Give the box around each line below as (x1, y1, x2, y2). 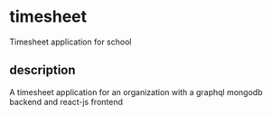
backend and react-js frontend (9, 96, 124, 107)
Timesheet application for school (9, 36, 132, 47)
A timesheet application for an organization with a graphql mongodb (9, 86, 263, 97)
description (9, 63, 76, 78)
